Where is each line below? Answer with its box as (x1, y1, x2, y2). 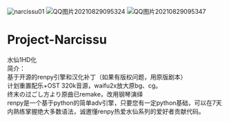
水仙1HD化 (7, 55, 37, 63)
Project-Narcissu (7, 32, 107, 48)
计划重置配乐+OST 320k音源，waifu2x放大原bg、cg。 (7, 81, 162, 90)
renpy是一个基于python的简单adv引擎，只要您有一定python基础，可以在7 (7, 99, 216, 107)
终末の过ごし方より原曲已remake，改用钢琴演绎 (7, 90, 143, 98)
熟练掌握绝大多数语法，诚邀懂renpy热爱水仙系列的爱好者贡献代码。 (12, 107, 205, 115)
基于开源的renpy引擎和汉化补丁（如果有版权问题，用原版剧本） (7, 72, 187, 81)
